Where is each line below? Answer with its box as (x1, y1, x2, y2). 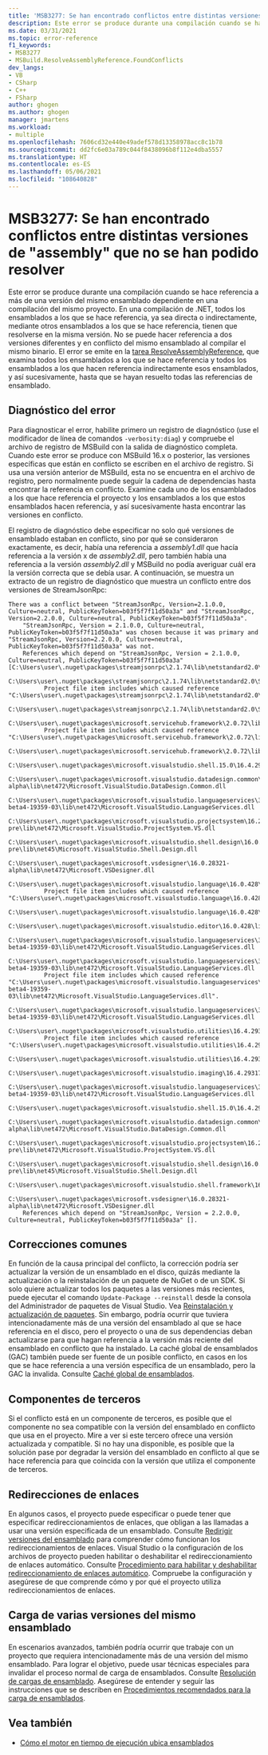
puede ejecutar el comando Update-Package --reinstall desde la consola (8, 1293, 251, 1302)
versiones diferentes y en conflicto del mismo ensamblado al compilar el (8, 337, 246, 348)
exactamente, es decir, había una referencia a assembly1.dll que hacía (8, 542, 238, 552)
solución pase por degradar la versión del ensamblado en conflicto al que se (8, 1448, 260, 1458)
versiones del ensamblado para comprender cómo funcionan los (8, 1534, 221, 1544)
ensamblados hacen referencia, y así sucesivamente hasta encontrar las (8, 501, 246, 511)
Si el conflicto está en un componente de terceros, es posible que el (8, 1414, 232, 1423)
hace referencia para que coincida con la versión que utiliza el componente (8, 1456, 256, 1466)
